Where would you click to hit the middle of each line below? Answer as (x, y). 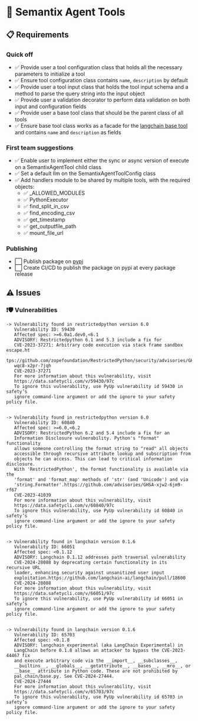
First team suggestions (40, 147)
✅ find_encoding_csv (49, 213)
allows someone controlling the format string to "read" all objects (101, 449)
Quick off (20, 54)
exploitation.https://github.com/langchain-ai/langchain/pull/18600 (100, 578)
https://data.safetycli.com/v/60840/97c (64, 506)
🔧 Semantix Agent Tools (66, 12)
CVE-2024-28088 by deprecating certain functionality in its (90, 562)
